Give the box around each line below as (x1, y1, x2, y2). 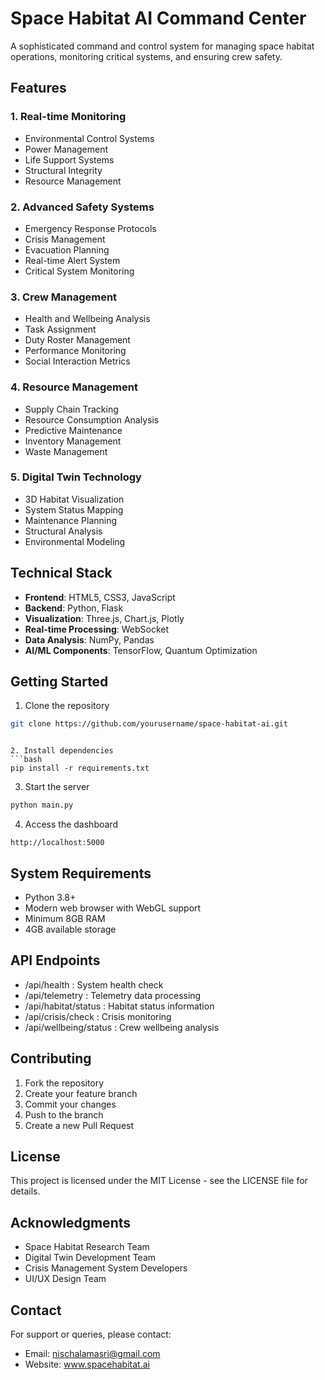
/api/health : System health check (24, 978, 164, 991)
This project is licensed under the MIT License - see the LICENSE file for (10, 1175, 308, 1187)
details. (10, 1185, 41, 1197)
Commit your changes (24, 1098, 117, 1110)
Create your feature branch (24, 1087, 138, 1099)
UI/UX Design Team (24, 1273, 107, 1285)
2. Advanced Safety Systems (10, 200, 155, 214)
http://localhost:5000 (10, 838, 105, 848)
